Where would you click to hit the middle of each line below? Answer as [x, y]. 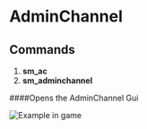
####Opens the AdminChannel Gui [74, 98]
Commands [43, 50]
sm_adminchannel [57, 81]
